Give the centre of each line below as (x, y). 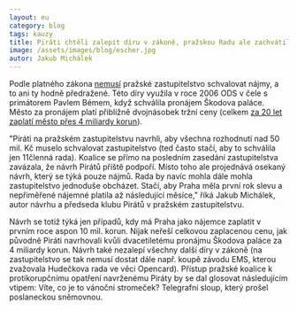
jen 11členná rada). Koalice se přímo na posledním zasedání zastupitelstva (144, 157)
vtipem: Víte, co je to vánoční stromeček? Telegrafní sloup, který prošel (139, 288)
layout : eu (29, 17)
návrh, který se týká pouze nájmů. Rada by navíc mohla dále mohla (131, 176)
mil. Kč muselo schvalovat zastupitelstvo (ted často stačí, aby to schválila (142, 148)
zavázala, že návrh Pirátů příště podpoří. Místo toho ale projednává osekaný (147, 167)
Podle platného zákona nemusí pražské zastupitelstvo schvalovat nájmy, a (144, 84)
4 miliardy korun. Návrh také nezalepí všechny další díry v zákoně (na (136, 250)
